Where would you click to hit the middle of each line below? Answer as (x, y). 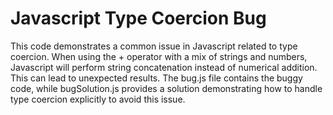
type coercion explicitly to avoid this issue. (98, 99)
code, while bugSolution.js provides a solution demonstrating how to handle (166, 88)
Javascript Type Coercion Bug (138, 18)
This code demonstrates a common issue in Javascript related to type (154, 46)
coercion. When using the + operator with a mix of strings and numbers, (159, 56)
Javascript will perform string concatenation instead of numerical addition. (164, 67)
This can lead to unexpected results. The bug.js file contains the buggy (156, 78)
